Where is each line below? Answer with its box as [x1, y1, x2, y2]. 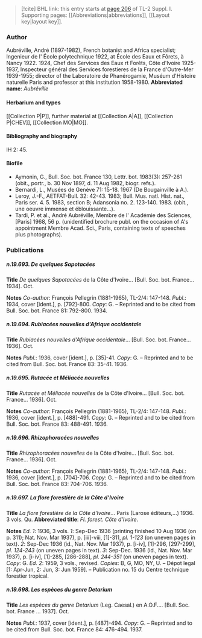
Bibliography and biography [6, 133, 77, 140]
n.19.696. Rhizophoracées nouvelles [6, 434, 99, 441]
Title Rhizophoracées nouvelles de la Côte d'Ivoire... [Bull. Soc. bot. [6, 449, 174, 456]
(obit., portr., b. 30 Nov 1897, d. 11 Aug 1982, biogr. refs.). [14, 179, 156, 186]
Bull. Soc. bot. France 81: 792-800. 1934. [6, 307, 107, 314]
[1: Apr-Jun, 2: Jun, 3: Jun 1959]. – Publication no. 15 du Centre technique [6, 566, 189, 573]
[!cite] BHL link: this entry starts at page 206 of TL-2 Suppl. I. [21, 5, 173, 12]
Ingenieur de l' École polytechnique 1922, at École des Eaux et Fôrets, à [6, 53, 184, 60]
